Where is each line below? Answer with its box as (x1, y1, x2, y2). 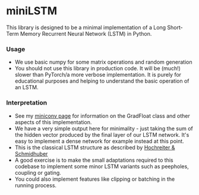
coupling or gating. (14, 169, 61, 176)
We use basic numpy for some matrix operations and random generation (14, 58, 192, 66)
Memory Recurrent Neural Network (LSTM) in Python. (20, 30, 152, 37)
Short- (167, 24, 183, 31)
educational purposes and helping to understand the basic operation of (14, 77, 189, 84)
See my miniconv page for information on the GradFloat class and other (14, 112, 190, 119)
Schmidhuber (14, 150, 48, 157)
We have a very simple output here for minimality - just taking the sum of (14, 125, 193, 132)
